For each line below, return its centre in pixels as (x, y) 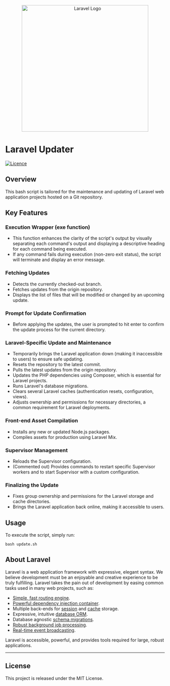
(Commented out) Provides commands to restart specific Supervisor (84, 466)
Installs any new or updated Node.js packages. (61, 432)
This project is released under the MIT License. (54, 678)
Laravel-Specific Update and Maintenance (58, 343)
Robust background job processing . (50, 625)
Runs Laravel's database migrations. (50, 386)
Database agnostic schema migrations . (53, 619)
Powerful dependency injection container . (56, 603)
